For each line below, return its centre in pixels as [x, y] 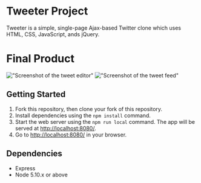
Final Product [40, 59]
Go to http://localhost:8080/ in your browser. [71, 135]
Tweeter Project [47, 11]
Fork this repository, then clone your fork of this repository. [88, 109]
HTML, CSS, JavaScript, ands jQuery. [53, 34]
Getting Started [36, 95]
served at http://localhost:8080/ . [55, 128]
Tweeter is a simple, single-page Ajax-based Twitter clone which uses [94, 28]
